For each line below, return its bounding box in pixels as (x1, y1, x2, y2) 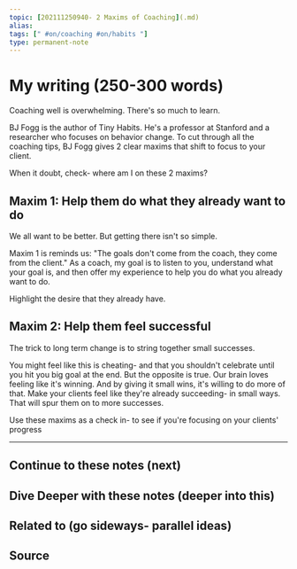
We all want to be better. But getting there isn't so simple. (9, 231, 218, 241)
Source (9, 549, 50, 564)
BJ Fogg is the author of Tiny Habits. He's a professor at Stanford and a (9, 122, 270, 133)
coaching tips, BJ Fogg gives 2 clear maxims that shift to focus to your (9, 141, 266, 152)
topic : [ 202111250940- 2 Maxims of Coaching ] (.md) (9, 12, 200, 22)
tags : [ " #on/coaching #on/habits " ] (9, 29, 148, 38)
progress (9, 424, 42, 434)
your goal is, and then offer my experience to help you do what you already (9, 267, 283, 277)
